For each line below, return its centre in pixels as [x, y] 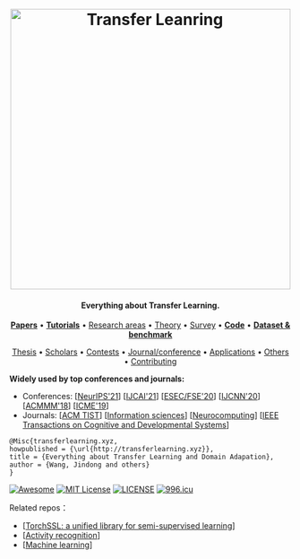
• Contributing [150, 362]
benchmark [150, 335]
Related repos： [39, 508]
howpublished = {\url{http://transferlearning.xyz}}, [112, 450]
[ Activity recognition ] [61, 536]
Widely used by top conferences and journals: [97, 379]
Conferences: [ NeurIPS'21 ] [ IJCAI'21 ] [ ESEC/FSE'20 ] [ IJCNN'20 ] [141, 397]
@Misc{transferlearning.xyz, [64, 441]
